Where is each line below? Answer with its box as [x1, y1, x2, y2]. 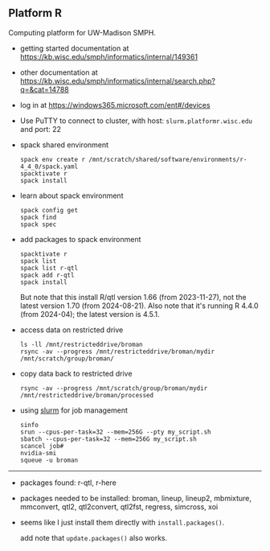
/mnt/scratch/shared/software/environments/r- [88, 155, 247, 163]
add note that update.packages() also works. [19, 532, 167, 542]
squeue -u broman [19, 456, 79, 464]
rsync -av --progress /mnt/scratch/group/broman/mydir [19, 384, 208, 393]
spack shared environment [19, 140, 109, 150]
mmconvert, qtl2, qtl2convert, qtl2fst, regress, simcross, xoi [19, 502, 219, 512]
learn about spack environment [19, 191, 124, 200]
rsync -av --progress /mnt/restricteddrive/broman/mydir [19, 347, 215, 356]
